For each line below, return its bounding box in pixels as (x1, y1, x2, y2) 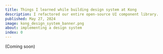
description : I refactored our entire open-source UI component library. (5, 12, 159, 17)
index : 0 (5, 30, 23, 35)
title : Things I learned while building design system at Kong (5, 7, 137, 12)
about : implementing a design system (5, 26, 82, 30)
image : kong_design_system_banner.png (5, 21, 84, 26)
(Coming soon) (5, 44, 35, 49)
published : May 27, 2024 (5, 16, 56, 21)
